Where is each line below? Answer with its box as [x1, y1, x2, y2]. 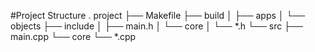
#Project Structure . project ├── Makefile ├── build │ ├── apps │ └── [10, 10, 306, 21]
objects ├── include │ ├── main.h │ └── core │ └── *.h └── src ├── [10, 20, 303, 32]
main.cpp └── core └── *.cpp [10, 31, 137, 42]
